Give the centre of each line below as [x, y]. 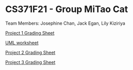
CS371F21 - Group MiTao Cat [67, 9]
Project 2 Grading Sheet [30, 52]
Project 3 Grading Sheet [30, 62]
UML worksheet [22, 43]
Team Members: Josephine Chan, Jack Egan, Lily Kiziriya [65, 23]
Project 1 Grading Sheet [30, 33]
